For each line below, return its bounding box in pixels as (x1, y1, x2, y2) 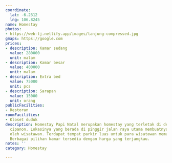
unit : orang (10, 98, 36, 103)
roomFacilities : (5, 112, 40, 118)
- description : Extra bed (5, 74, 60, 79)
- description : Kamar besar (5, 60, 66, 65)
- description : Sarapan (5, 88, 56, 94)
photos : (5, 27, 22, 32)
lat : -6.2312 (10, 12, 38, 17)
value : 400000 (10, 65, 40, 70)
